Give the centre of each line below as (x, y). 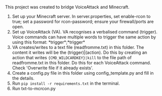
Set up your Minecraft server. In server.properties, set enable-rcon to (81, 16)
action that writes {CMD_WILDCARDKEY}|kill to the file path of (72, 57)
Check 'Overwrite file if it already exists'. (53, 68)
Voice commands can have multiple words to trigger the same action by (84, 37)
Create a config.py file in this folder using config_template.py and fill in (83, 73)
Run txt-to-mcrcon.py (34, 88)
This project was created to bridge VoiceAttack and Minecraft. (67, 7)
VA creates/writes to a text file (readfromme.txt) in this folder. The (78, 47)
